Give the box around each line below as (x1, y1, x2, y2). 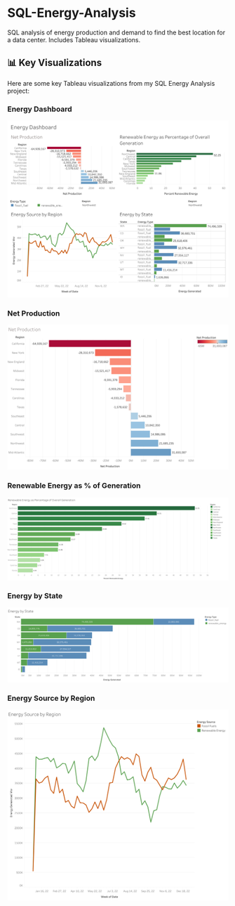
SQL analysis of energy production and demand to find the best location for (7, 28, 226, 37)
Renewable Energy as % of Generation (7, 481, 141, 491)
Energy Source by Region (7, 693, 95, 703)
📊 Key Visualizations (7, 57, 102, 69)
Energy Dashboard (7, 104, 72, 114)
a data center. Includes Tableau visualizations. (7, 35, 141, 44)
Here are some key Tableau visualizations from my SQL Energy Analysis (7, 79, 215, 87)
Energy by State (7, 591, 63, 601)
